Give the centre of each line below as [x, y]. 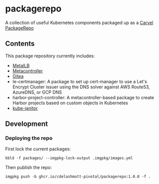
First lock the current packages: [38, 149]
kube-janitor [25, 108]
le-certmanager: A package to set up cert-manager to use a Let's [80, 81]
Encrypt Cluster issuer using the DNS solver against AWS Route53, [81, 87]
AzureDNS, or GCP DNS [37, 92]
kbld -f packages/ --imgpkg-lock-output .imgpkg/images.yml [69, 158]
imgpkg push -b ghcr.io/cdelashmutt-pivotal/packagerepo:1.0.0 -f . [78, 177]
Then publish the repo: [28, 167]
